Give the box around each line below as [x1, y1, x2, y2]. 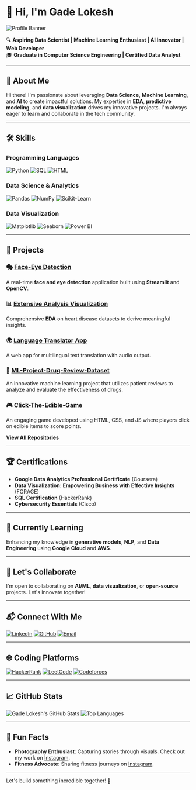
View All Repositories [6, 434, 60, 441]
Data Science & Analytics [6, 181, 79, 189]
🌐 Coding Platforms [6, 653, 79, 663]
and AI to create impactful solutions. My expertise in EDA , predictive [6, 98, 171, 105]
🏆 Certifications [6, 457, 68, 467]
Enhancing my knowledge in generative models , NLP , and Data [6, 538, 159, 546]
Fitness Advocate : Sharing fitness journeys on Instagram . [14, 760, 155, 767]
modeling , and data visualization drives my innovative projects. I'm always [6, 104, 187, 111]
